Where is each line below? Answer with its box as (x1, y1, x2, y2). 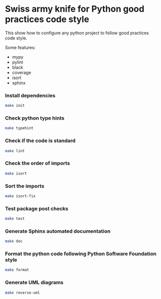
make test (5, 216, 25, 221)
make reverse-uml (5, 290, 40, 295)
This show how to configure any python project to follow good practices (5, 30, 149, 36)
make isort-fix (5, 194, 36, 199)
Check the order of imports (5, 160, 70, 167)
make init (5, 103, 25, 108)
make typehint (5, 126, 34, 131)
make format (5, 267, 29, 273)
